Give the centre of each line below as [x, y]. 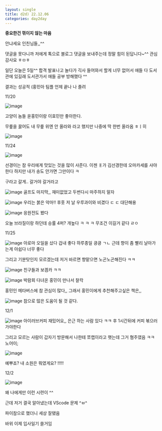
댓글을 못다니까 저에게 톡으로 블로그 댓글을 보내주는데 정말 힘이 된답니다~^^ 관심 [81, 54]
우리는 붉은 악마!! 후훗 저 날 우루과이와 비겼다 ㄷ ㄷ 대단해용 [80, 203]
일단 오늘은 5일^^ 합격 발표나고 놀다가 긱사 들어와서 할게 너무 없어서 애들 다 [77, 70]
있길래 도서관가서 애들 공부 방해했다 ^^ [51, 77]
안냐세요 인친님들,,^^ [25, 43]
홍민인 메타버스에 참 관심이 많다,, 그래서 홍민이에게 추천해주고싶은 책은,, [73, 290]
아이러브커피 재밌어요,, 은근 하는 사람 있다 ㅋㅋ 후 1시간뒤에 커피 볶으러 [91, 321]
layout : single [20, 10]
